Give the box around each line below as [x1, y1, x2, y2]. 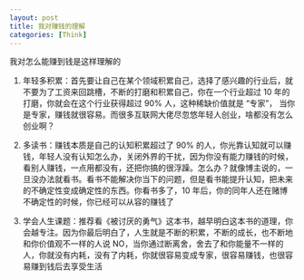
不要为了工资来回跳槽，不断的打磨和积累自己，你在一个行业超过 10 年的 [22, 87, 290, 98]
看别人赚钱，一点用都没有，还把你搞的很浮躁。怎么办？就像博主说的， [22, 162, 286, 173]
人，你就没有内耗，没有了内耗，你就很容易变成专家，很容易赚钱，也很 [22, 250, 286, 261]
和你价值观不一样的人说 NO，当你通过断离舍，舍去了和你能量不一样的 [22, 238, 284, 249]
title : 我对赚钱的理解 [9, 22, 86, 31]
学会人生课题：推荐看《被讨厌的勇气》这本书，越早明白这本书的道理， [22, 216, 286, 227]
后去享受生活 [54, 261, 103, 272]
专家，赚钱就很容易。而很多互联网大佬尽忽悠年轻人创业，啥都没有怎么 [30, 110, 293, 121]
